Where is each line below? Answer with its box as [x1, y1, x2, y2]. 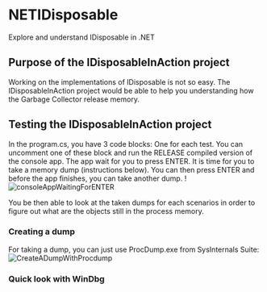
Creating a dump [8, 226, 75, 237]
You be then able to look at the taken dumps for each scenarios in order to [8, 198, 256, 207]
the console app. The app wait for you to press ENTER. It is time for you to [8, 156, 255, 166]
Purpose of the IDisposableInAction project [8, 56, 230, 69]
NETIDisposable [8, 6, 119, 24]
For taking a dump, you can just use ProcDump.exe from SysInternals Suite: [8, 244, 260, 254]
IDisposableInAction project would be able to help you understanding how [8, 86, 254, 95]
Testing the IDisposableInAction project [8, 118, 212, 131]
